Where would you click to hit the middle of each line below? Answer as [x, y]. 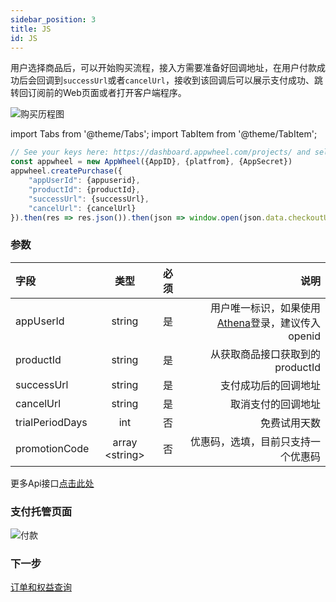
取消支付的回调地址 [275, 404]
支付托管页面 [41, 511]
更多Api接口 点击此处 [52, 483]
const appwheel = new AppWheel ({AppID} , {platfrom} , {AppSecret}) [151, 162]
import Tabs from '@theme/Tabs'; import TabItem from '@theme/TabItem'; [164, 134]
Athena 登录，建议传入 [268, 323]
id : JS [24, 38]
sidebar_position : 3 [53, 19]
